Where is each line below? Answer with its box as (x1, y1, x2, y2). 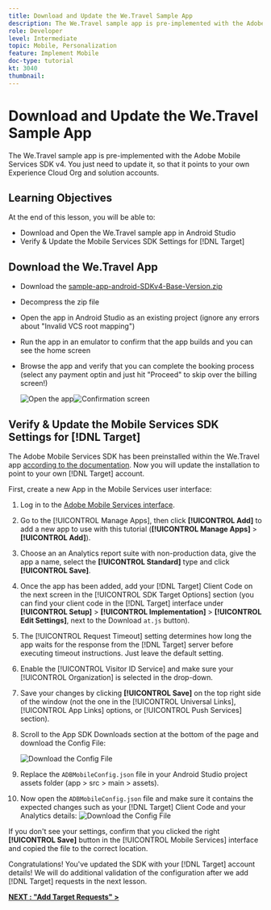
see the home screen (19, 346, 91, 355)
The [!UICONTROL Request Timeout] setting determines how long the (19, 631, 252, 640)
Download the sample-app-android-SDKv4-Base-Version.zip (19, 282, 223, 291)
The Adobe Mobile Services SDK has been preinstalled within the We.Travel (8, 451, 260, 461)
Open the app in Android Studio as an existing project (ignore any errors (19, 312, 260, 323)
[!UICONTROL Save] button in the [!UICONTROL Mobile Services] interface (8, 835, 259, 845)
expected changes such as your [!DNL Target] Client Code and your (19, 803, 246, 811)
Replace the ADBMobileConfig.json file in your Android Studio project (19, 770, 248, 779)
